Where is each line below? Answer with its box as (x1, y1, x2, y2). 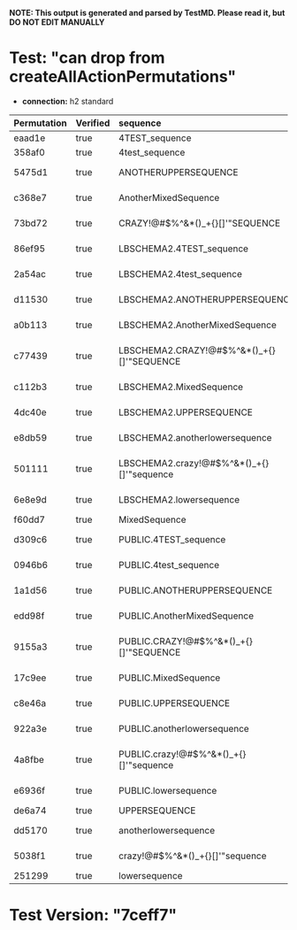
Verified (75, 117, 110, 129)
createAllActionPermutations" (9, 66, 237, 87)
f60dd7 (13, 513, 46, 526)
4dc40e (13, 406, 47, 419)
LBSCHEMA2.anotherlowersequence (118, 431, 272, 443)
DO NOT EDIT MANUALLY (9, 17, 105, 27)
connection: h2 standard (21, 96, 114, 106)
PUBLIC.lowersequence (118, 784, 217, 796)
